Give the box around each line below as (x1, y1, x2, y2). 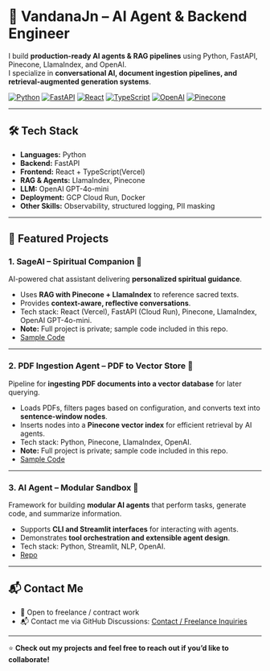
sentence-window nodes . (19, 411, 108, 421)
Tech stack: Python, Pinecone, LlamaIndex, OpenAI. (19, 437, 192, 446)
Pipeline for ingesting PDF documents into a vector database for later (8, 379, 243, 388)
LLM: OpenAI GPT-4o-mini (19, 184, 109, 193)
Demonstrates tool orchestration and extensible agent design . (19, 533, 231, 543)
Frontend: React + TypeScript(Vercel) (19, 167, 146, 176)
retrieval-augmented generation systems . (8, 77, 151, 86)
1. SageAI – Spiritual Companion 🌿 (8, 256, 142, 267)
